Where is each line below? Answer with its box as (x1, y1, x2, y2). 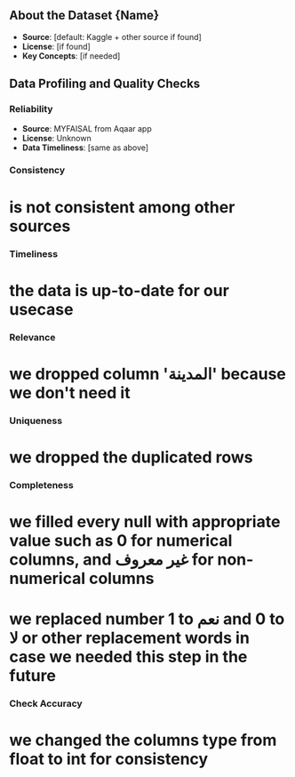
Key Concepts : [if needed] (21, 50, 121, 61)
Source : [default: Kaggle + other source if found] (21, 31, 202, 42)
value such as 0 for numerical (9, 531, 233, 551)
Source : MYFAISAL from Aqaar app (21, 123, 153, 133)
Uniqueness (9, 414, 63, 427)
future (9, 666, 56, 686)
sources (9, 216, 71, 236)
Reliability (9, 103, 53, 116)
